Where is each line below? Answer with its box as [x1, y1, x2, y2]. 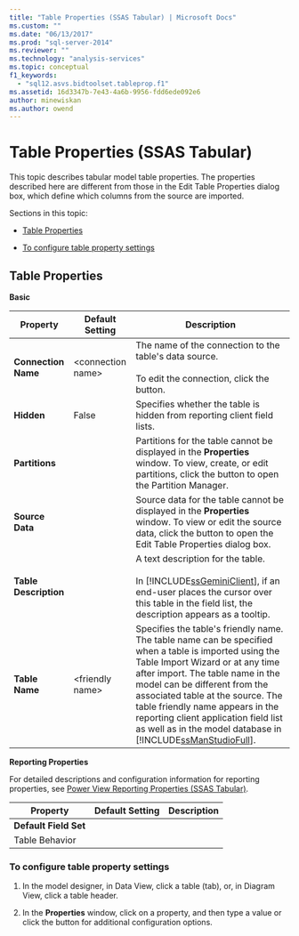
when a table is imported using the [135, 645, 280, 657]
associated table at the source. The [135, 690, 283, 701]
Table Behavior [13, 834, 77, 846]
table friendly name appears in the [135, 700, 279, 713]
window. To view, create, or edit [135, 457, 269, 469]
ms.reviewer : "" [9, 46, 69, 55]
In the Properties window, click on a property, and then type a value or [21, 908, 282, 918]
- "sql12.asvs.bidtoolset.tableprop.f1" [17, 79, 169, 88]
